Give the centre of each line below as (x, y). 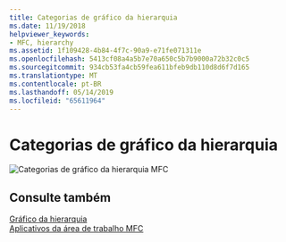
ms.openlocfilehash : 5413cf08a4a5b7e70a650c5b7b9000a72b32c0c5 (130, 59)
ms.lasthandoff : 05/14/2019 (62, 92)
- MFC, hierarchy (42, 42)
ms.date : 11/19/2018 (48, 26)
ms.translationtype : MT (54, 76)
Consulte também (60, 197)
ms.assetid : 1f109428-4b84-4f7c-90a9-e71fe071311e (105, 51)
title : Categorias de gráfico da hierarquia (93, 17)
